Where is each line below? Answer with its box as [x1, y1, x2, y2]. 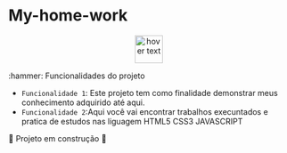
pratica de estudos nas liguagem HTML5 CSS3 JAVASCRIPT [20, 116, 243, 126]
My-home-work [8, 5, 128, 26]
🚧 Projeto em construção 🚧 [8, 133, 107, 143]
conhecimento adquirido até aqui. [20, 97, 145, 108]
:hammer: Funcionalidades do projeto [8, 70, 145, 81]
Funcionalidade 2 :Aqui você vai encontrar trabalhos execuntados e [20, 106, 268, 117]
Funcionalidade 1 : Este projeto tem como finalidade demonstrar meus [20, 87, 278, 98]
